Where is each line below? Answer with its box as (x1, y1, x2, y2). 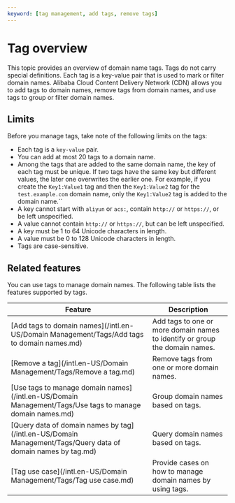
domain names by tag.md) (10, 446, 97, 456)
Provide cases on (152, 458, 210, 468)
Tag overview (7, 40, 88, 56)
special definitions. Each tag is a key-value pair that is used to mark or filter (7, 71, 225, 79)
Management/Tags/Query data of (10, 438, 121, 448)
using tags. (152, 484, 189, 494)
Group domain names (152, 392, 223, 402)
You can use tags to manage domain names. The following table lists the (7, 281, 216, 289)
